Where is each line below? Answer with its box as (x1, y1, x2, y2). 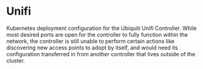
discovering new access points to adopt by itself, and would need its (6, 44, 179, 51)
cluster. (6, 57, 26, 64)
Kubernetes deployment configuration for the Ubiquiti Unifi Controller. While (6, 24, 197, 32)
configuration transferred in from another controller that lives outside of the (6, 50, 196, 57)
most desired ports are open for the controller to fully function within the (6, 31, 188, 38)
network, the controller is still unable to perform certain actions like (6, 37, 175, 45)
